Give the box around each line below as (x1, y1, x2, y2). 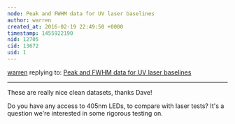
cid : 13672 (7, 42, 39, 49)
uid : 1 (7, 49, 27, 56)
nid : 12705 (7, 36, 39, 43)
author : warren (7, 17, 52, 24)
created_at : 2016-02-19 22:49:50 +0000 (7, 23, 124, 30)
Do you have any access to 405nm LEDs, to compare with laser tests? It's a (7, 102, 225, 110)
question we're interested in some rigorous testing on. (7, 109, 163, 117)
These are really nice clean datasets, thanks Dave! (7, 88, 152, 96)
